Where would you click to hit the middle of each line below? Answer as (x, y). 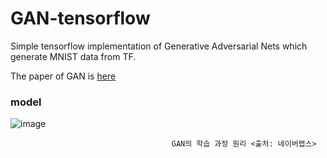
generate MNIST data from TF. (73, 56)
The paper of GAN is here (63, 76)
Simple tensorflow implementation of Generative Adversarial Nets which (159, 46)
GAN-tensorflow (80, 18)
